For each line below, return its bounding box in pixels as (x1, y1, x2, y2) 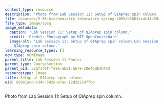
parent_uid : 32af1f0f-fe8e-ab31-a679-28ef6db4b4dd (5, 66, 110, 71)
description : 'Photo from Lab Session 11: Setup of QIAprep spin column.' (5, 12, 161, 17)
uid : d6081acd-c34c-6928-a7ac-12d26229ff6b (5, 80, 95, 84)
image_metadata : (5, 25, 38, 30)
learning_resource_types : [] (5, 48, 64, 53)
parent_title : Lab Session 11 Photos (5, 57, 82, 62)
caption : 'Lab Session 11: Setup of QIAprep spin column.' (9, 30, 132, 35)
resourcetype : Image (5, 71, 47, 76)
